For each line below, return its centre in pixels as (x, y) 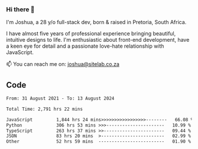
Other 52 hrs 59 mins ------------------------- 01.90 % (99, 142)
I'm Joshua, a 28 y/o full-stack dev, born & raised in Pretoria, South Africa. (96, 22)
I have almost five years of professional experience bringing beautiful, (91, 34)
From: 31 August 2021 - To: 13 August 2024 (60, 99)
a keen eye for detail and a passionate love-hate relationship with (85, 46)
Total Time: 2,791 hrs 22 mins (44, 109)
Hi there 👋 (21, 9)
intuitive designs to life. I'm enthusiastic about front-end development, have (98, 40)
